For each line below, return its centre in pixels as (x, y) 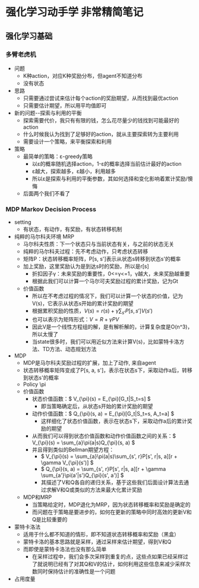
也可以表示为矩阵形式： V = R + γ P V (75, 319)
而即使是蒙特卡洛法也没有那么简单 (65, 549)
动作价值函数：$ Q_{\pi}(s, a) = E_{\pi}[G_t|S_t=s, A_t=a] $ (103, 413)
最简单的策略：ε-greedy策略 (58, 156)
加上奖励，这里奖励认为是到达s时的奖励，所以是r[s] (86, 266)
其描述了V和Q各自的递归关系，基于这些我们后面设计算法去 (112, 482)
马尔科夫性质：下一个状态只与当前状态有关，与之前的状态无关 (99, 244)
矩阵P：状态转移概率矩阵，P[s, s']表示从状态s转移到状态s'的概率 (102, 259)
